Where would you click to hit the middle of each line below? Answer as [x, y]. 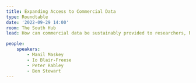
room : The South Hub [31, 28]
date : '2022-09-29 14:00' [37, 22]
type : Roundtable [27, 17]
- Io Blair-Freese [49, 60]
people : [15, 44]
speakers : [29, 49]
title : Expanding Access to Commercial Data [61, 11]
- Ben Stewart [44, 71]
